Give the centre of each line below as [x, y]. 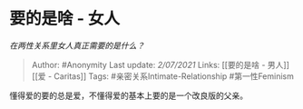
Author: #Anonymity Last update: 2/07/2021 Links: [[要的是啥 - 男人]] [161, 64]
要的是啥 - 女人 [65, 19]
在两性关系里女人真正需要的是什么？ [77, 45]
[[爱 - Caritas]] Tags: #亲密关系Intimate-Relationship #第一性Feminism [163, 76]
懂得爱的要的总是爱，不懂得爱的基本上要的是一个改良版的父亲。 [128, 95]
